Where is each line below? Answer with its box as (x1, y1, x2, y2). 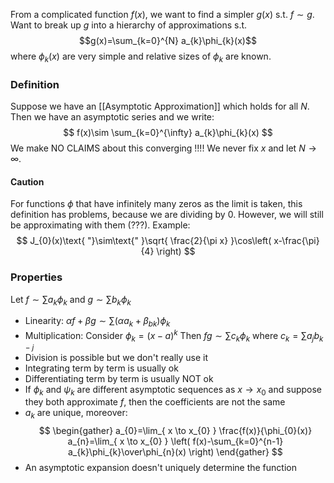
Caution (10, 175, 45, 188)
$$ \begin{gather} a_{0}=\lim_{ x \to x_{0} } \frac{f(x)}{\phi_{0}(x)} (38, 425, 313, 437)
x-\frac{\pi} (273, 235, 320, 247)
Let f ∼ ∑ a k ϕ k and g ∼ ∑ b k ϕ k (10, 293, 132, 308)
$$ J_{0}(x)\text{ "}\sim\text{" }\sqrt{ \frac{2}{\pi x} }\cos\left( (16, 235, 272, 247)
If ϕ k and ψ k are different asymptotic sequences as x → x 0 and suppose (24, 383, 323, 398)
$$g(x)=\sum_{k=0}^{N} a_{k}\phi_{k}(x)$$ (79, 35, 257, 46)
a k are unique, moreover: (24, 407, 128, 421)
